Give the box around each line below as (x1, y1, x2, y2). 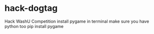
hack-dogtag (4, 3, 58, 14)
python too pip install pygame (4, 23, 64, 29)
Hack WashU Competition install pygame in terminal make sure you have (4, 18, 150, 24)
